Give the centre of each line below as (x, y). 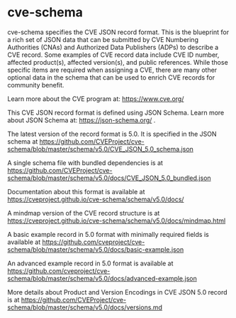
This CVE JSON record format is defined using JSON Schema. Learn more (116, 112)
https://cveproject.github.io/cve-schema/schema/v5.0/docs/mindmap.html (117, 221)
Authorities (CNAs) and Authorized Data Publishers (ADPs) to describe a (113, 47)
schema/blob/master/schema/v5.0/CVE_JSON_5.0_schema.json (100, 149)
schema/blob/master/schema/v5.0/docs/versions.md (85, 307)
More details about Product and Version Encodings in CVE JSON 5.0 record (118, 292)
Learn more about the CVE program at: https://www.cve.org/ (96, 99)
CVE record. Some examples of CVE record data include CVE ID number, (113, 55)
